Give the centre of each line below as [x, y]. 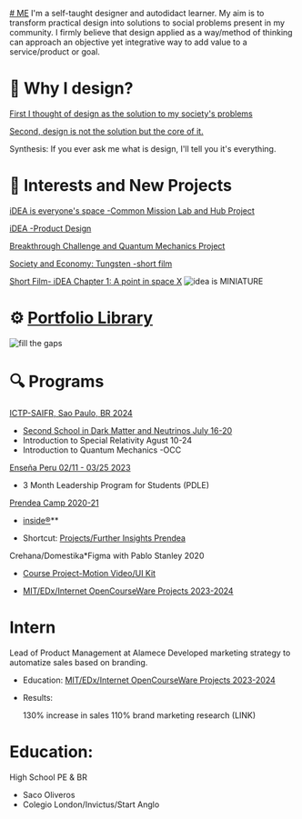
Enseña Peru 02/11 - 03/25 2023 [70, 467]
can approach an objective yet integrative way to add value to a [128, 42]
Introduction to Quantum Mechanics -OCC [102, 450]
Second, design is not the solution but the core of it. [106, 131]
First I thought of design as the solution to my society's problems [131, 114]
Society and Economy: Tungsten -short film [91, 264]
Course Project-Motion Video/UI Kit [89, 573]
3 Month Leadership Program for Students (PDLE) [116, 484]
